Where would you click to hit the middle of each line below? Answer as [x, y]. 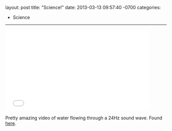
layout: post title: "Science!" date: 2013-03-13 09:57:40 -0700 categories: [83, 7]
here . [11, 123]
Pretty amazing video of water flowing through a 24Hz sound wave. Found [84, 118]
